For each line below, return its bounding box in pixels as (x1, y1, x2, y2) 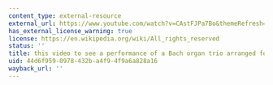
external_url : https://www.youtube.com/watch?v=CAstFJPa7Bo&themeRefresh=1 (8, 19, 271, 28)
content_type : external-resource (8, 11, 122, 20)
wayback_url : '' (8, 65, 63, 73)
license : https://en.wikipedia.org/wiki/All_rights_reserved (8, 34, 220, 43)
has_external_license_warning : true (8, 27, 132, 35)
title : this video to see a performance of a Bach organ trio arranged (8, 49, 256, 57)
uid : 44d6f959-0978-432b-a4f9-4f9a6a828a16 (8, 57, 158, 66)
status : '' (8, 42, 45, 50)
